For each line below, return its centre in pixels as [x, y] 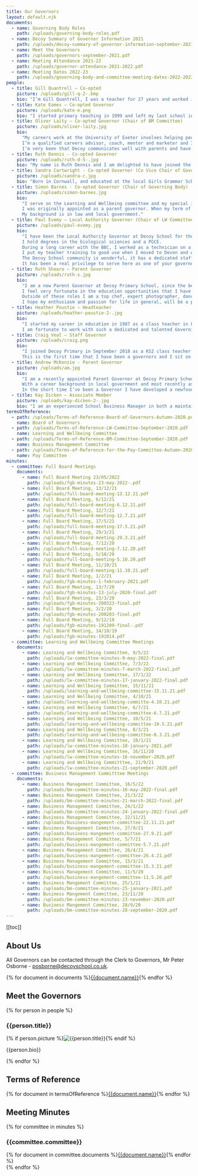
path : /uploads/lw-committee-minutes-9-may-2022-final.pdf [101, 658]
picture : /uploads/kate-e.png [54, 110]
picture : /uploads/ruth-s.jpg [54, 275]
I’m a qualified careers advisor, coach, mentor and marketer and [105, 143]
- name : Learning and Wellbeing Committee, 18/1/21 [86, 740]
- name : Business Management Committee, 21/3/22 [82, 795]
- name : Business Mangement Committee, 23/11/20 [82, 894]
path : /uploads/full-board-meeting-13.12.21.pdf [88, 494]
